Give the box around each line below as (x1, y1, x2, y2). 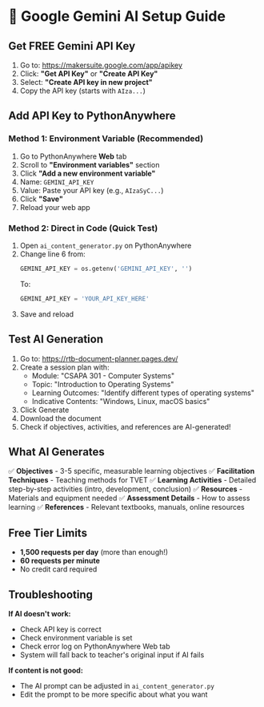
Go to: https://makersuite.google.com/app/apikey (19, 60, 182, 70)
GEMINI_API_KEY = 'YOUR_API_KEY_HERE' (19, 294, 150, 303)
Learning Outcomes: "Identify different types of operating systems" (31, 388, 254, 398)
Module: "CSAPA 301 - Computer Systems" (31, 370, 174, 380)
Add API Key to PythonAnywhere (8, 109, 176, 123)
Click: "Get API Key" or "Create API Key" (19, 69, 158, 79)
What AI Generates (8, 445, 106, 459)
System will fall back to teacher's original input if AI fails (19, 649, 205, 660)
